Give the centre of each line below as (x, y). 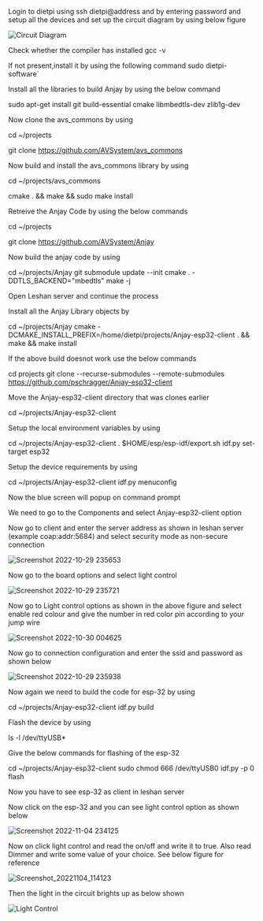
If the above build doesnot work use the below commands (102, 358)
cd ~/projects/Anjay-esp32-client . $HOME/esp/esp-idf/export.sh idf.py (124, 443)
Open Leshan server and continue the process (83, 296)
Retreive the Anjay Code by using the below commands (98, 211)
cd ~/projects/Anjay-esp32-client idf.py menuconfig (93, 482)
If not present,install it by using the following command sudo (106, 65)
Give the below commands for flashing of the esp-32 (94, 753)
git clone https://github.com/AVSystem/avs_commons (96, 150)
